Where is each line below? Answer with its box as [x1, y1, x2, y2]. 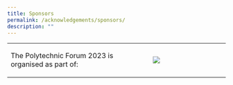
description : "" [7, 23, 54, 30]
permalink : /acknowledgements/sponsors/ [7, 17, 126, 23]
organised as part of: [10, 59, 78, 69]
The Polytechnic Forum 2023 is [10, 51, 114, 61]
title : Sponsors [7, 10, 54, 17]
